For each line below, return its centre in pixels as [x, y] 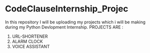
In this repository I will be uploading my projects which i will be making [75, 22]
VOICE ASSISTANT [31, 46]
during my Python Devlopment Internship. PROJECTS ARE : [64, 27]
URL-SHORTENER [30, 36]
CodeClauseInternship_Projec [67, 9]
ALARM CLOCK [27, 41]
